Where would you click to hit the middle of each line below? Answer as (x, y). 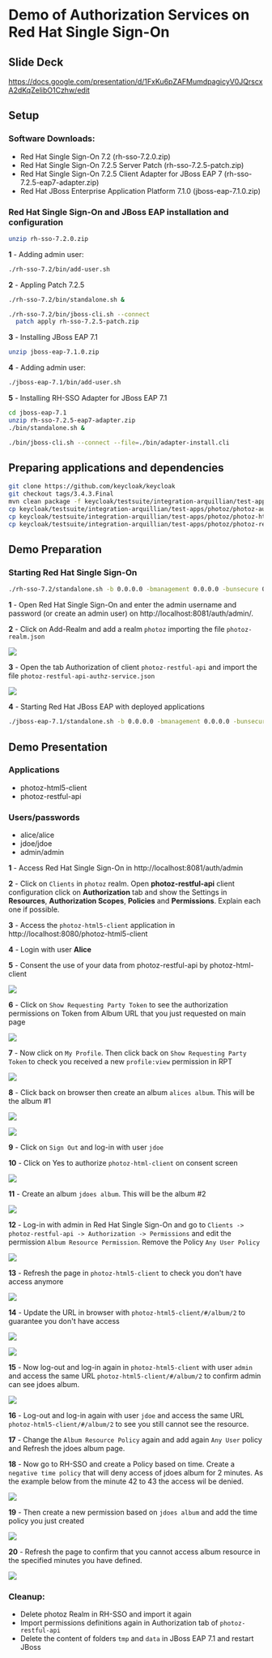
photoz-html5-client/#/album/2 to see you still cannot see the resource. (129, 1424)
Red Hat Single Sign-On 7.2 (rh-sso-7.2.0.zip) (96, 157)
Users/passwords (44, 817)
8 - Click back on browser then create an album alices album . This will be (132, 1093)
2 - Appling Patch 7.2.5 (47, 285)
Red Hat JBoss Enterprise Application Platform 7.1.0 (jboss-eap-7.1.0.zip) (140, 191)
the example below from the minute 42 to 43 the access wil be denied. (126, 1481)
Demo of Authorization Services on (129, 15)
